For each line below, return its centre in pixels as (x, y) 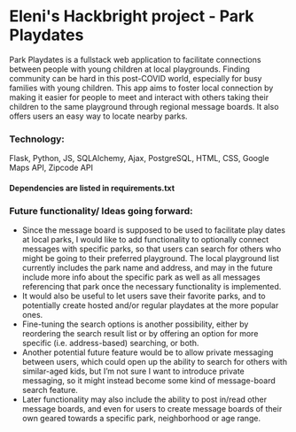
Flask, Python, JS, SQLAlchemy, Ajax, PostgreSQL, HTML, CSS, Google (139, 158)
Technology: (37, 139)
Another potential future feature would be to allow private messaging (148, 352)
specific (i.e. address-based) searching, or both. (110, 343)
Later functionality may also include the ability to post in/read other (144, 399)
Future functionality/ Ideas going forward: (101, 211)
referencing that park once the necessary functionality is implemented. (152, 287)
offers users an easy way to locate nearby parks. (98, 116)
